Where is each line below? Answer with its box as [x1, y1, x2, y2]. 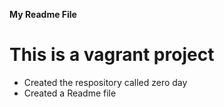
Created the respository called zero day [23, 76, 188, 88]
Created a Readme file [23, 87, 117, 99]
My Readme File [9, 9, 77, 20]
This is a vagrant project [9, 44, 215, 66]
